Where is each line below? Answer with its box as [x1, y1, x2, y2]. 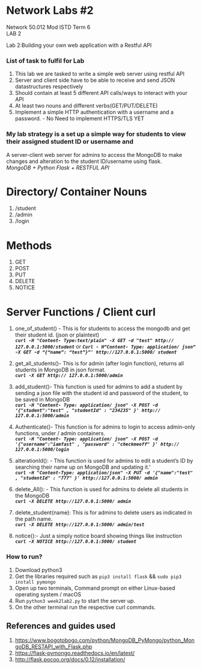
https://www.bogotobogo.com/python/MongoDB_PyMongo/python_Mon [14, 637, 195, 644]
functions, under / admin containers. [14, 430, 105, 437]
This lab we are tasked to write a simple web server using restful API [14, 70, 185, 78]
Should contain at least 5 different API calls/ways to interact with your [14, 90, 188, 97]
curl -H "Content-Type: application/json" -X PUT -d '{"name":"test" [14, 470, 194, 476]
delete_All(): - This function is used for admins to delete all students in [14, 486, 189, 493]
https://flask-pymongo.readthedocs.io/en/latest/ [14, 650, 135, 657]
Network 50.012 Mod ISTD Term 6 [6, 23, 91, 31]
